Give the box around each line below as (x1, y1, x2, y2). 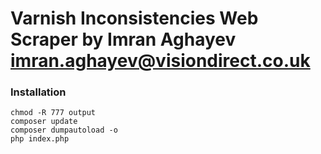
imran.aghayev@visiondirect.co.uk (10, 50, 311, 72)
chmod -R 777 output (10, 108, 97, 118)
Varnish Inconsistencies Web (10, 7, 259, 30)
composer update (10, 117, 78, 127)
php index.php (10, 134, 70, 144)
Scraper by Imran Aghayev (10, 28, 237, 51)
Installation (10, 85, 67, 99)
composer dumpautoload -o (10, 125, 118, 136)
